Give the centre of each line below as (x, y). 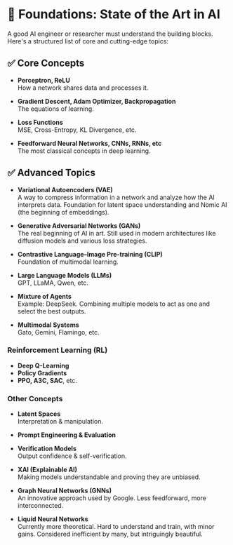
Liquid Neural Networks (53, 519)
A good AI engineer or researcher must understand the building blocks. (110, 34)
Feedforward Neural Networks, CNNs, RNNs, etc (89, 143)
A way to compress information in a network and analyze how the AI (116, 197)
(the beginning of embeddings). (63, 212)
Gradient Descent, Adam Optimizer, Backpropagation (96, 101)
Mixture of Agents (45, 296)
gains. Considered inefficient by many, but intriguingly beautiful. (110, 534)
